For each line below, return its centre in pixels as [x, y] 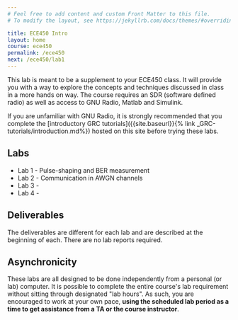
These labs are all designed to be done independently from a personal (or [115, 279]
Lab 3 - [28, 185]
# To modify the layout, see [50, 21]
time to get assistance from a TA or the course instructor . [93, 309]
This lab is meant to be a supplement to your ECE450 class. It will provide [114, 79]
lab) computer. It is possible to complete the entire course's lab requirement [118, 287]
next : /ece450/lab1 [36, 60]
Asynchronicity [42, 262]
